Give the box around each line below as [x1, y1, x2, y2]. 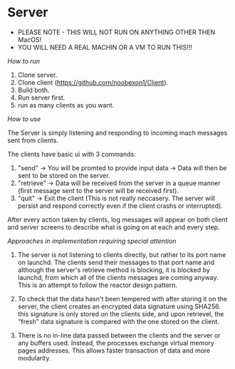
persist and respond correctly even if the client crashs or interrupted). [17, 201, 223, 210]
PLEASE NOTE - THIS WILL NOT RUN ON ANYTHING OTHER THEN [17, 28, 216, 36]
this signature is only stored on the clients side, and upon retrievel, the [17, 309, 224, 318]
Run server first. [17, 93, 66, 102]
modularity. [17, 353, 51, 362]
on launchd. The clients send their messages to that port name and [17, 258, 215, 266]
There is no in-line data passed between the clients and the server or [17, 331, 221, 339]
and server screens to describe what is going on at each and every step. [7, 222, 220, 232]
